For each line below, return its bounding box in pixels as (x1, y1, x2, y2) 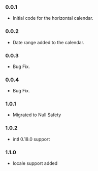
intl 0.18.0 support (12, 136, 50, 142)
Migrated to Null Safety (12, 112, 61, 118)
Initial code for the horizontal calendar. (12, 15, 93, 21)
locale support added (12, 160, 58, 166)
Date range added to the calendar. (12, 39, 85, 45)
